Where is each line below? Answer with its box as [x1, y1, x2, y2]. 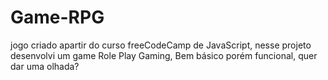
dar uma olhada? [10, 60, 80, 72]
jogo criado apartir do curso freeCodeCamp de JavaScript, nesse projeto [10, 39, 312, 51]
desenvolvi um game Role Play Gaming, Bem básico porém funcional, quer [10, 49, 318, 61]
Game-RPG [10, 6, 105, 29]
